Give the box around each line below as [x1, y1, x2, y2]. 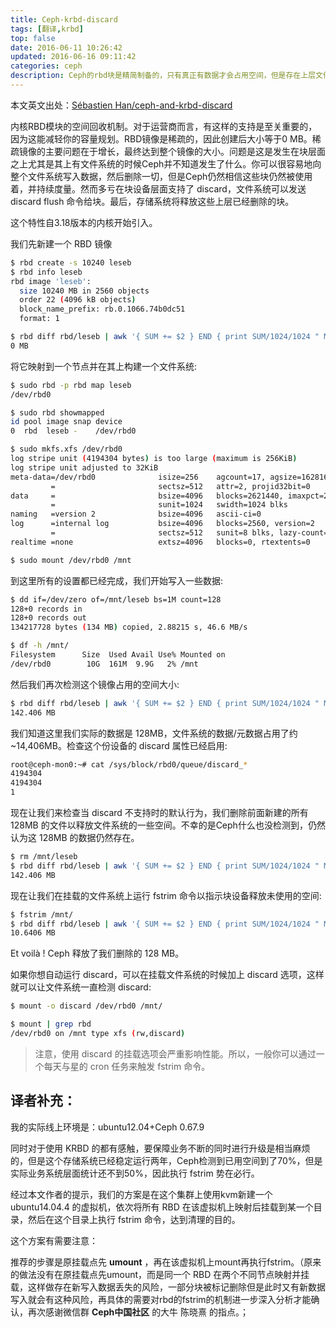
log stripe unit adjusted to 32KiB [10, 462, 159, 473]
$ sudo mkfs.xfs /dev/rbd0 [10, 444, 123, 455]
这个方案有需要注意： [10, 1234, 98, 1246]
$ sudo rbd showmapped [10, 407, 105, 418]
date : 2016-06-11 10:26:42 [10, 42, 123, 53]
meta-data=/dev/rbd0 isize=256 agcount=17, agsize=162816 [10, 472, 329, 482]
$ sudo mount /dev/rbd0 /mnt [10, 555, 132, 565]
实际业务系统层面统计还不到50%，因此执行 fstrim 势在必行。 [10, 1167, 260, 1179]
